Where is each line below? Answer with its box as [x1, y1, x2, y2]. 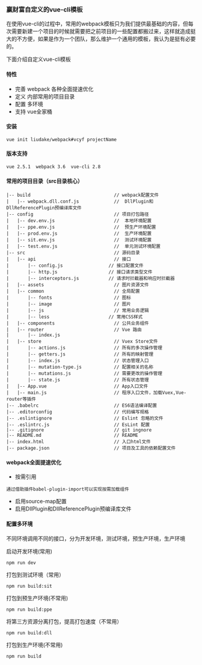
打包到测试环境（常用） [6, 571, 64, 578]
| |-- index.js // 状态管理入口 [6, 358, 149, 364]
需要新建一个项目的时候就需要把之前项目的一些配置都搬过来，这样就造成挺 [11, 28, 196, 35]
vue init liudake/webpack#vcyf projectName [6, 136, 117, 142]
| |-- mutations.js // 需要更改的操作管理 [6, 371, 162, 377]
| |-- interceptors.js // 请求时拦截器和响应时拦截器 [6, 276, 176, 282]
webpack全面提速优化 [6, 459, 62, 466]
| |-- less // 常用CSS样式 [6, 314, 143, 320]
